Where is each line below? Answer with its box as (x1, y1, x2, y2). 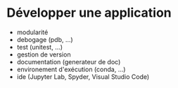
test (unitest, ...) (16, 43, 63, 51)
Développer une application (6, 5, 172, 21)
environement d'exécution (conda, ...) (16, 65, 126, 73)
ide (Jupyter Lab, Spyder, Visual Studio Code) (16, 72, 150, 81)
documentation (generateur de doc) (16, 57, 121, 66)
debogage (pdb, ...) (16, 35, 73, 43)
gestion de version (16, 50, 71, 59)
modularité (16, 28, 49, 36)
